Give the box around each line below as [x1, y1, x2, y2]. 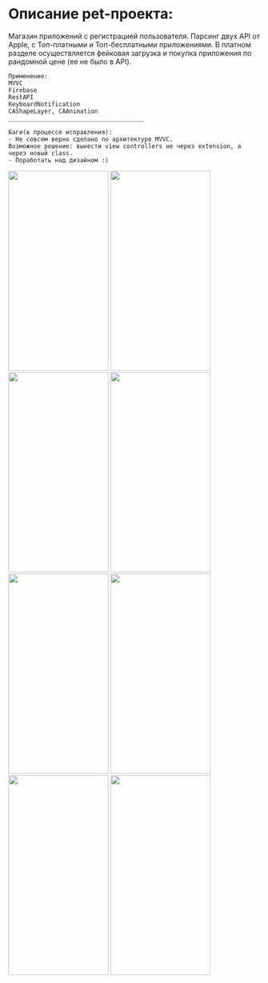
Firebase [8, 86, 38, 94]
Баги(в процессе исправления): [8, 128, 113, 136]
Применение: [8, 72, 48, 80]
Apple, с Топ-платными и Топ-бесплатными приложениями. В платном [8, 39, 251, 49]
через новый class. [8, 149, 74, 157]
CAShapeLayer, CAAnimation [8, 107, 98, 115]
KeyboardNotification [8, 100, 81, 108]
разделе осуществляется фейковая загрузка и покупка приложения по [8, 48, 252, 58]
